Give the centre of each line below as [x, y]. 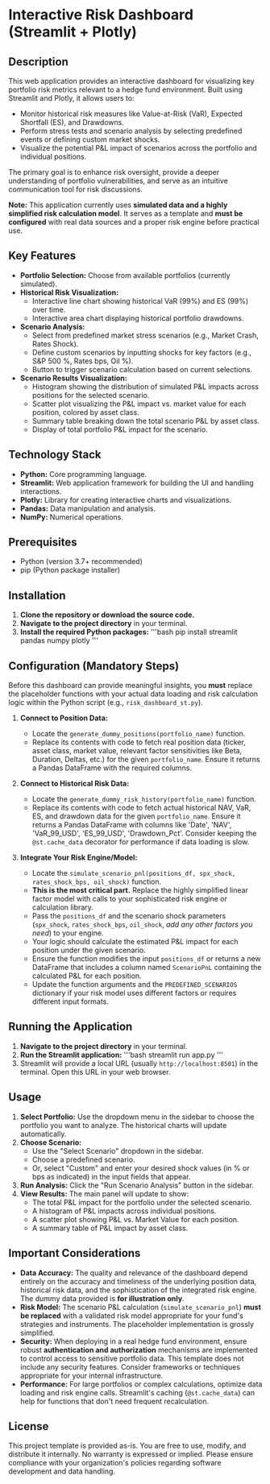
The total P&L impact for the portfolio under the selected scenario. [142, 1202]
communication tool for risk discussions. [76, 189]
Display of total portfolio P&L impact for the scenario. [120, 429]
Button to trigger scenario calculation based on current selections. [142, 369]
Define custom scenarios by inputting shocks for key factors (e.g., [142, 352]
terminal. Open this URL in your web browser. [95, 1072]
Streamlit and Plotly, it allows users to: [71, 98]
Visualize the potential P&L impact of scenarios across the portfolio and [139, 148]
